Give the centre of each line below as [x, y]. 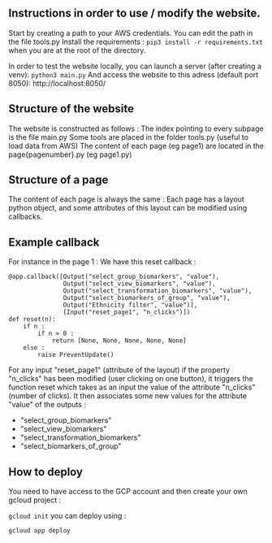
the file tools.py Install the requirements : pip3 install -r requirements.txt [136, 41]
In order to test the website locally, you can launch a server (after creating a [135, 66]
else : [34, 348]
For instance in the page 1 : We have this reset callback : [102, 262]
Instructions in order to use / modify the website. [135, 13]
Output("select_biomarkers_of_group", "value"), [147, 298]
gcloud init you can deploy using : [67, 516]
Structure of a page [58, 180]
